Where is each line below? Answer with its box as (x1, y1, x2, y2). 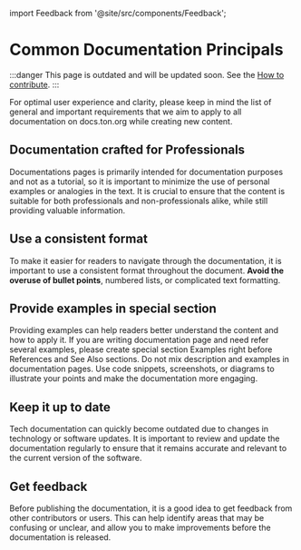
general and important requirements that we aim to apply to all (9, 106, 242, 117)
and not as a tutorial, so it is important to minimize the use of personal (9, 176, 270, 187)
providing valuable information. (9, 204, 126, 216)
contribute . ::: (9, 79, 60, 90)
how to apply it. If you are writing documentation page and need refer (9, 335, 269, 346)
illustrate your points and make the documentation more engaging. (9, 373, 258, 384)
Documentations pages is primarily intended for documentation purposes (9, 166, 284, 177)
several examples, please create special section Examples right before (9, 344, 273, 355)
